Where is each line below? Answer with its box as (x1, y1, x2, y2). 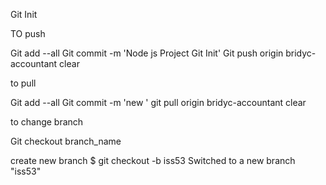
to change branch (10, 116, 84, 128)
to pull (10, 77, 37, 89)
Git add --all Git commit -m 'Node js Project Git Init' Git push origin (10, 47, 284, 59)
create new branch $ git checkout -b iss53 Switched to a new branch (10, 155, 296, 166)
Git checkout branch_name (10, 135, 122, 147)
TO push (10, 28, 46, 39)
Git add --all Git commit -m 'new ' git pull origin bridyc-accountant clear (10, 97, 307, 108)
